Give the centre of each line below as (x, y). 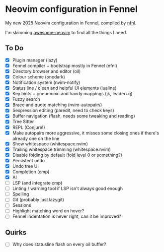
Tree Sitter (23, 122)
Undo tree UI (25, 166)
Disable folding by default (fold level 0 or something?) (67, 155)
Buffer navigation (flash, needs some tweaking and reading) (74, 116)
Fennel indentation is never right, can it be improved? (67, 216)
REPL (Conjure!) (29, 127)
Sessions (22, 205)
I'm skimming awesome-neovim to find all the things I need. (66, 32)
